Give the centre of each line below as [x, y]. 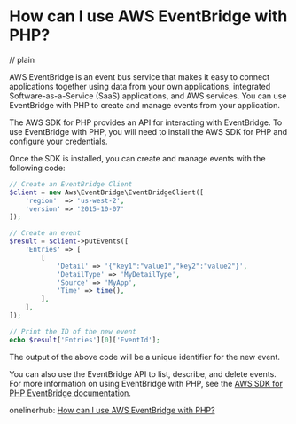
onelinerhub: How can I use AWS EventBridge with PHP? [112, 410]
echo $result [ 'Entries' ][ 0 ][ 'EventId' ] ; [85, 340]
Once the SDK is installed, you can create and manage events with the [137, 158]
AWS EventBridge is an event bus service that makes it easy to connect [140, 76]
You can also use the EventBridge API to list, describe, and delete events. [143, 373]
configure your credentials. [58, 141]
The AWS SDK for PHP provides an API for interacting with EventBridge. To [146, 122]
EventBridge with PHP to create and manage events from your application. [145, 105]
